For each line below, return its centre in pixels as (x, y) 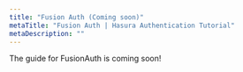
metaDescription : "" (47, 33)
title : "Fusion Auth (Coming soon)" (76, 17)
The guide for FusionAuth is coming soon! (85, 59)
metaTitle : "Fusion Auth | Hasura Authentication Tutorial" (122, 25)
